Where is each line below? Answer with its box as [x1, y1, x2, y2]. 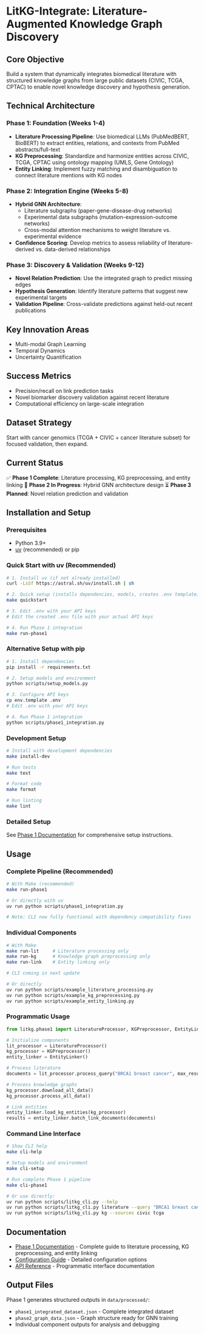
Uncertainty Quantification [15, 353, 82, 361]
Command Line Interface [6, 1129, 81, 1138]
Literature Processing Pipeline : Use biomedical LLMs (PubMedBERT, [15, 132, 189, 140]
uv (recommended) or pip [15, 546, 80, 553]
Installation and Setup [6, 507, 91, 517]
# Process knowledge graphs [6, 1081, 78, 1087]
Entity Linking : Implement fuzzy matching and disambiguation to [15, 165, 178, 172]
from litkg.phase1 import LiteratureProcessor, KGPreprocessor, [6, 1026, 172, 1032]
